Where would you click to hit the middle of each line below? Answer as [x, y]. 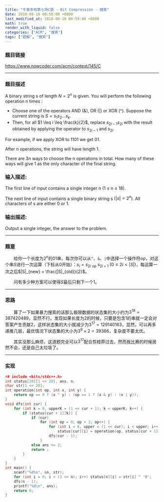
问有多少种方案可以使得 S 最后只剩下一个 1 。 [57, 282]
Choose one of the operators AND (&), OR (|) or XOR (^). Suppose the [82, 111]
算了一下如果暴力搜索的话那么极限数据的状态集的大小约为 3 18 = [77, 312]
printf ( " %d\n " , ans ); [36, 486]
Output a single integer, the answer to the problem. [56, 228]
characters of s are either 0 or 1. [37, 203]
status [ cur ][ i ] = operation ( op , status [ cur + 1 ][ [109, 431]
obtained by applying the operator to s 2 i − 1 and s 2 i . [63, 129]
